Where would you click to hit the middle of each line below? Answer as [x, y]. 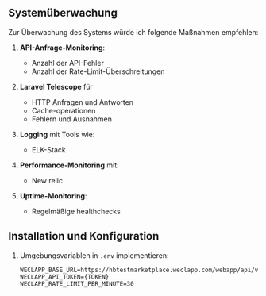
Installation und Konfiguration [84, 236]
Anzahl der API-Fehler [68, 63]
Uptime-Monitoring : [53, 196]
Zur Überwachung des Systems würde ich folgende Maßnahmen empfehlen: [133, 32]
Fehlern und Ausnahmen [72, 119]
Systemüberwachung [63, 13]
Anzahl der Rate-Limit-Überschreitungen [98, 71]
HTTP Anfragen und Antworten [82, 102]
